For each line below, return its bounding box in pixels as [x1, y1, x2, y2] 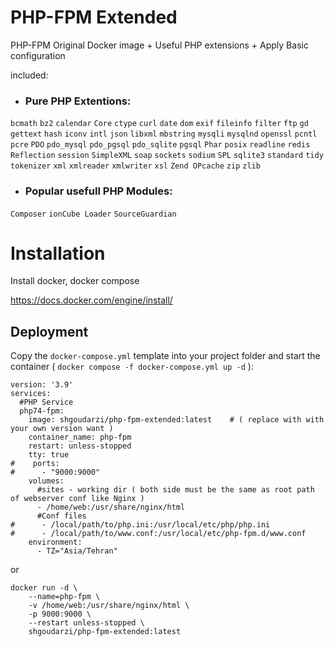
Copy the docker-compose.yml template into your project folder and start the [10, 350, 321, 362]
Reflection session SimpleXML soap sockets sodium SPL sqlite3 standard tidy [10, 151, 324, 161]
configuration [10, 49, 66, 61]
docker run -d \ [10, 583, 78, 593]
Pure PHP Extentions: [24, 94, 132, 108]
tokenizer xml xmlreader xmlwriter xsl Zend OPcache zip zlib [10, 161, 261, 171]
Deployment [10, 323, 89, 340]
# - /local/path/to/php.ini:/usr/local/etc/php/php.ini [10, 520, 271, 530]
